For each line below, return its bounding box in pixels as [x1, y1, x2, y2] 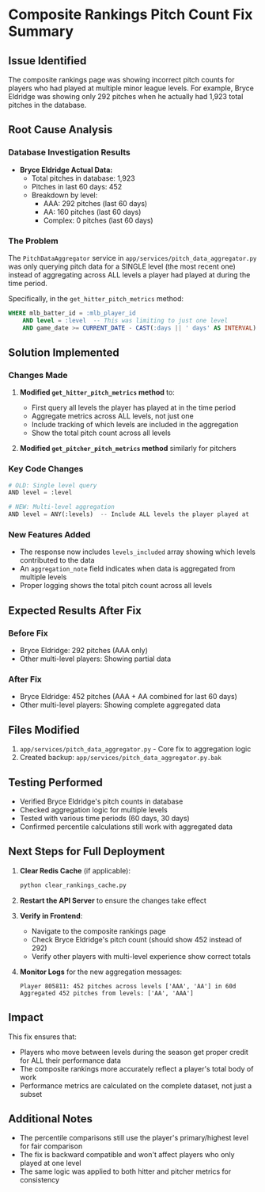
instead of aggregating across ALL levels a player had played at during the [8, 269, 251, 279]
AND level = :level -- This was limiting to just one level [22, 316, 228, 324]
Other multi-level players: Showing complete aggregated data [19, 700, 221, 710]
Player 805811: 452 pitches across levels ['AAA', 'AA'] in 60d [19, 982, 237, 990]
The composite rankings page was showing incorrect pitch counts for [8, 75, 235, 84]
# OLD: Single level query [8, 481, 97, 489]
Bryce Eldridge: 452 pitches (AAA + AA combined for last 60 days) [19, 692, 237, 701]
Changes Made [8, 369, 68, 380]
